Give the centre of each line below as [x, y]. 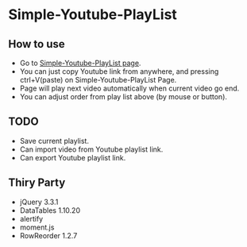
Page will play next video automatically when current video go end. [129, 88]
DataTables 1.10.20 [50, 210]
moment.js [37, 227]
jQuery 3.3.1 [39, 202]
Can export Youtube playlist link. [73, 157]
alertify [31, 218]
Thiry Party [37, 183]
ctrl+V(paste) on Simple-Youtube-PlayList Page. [98, 80]
